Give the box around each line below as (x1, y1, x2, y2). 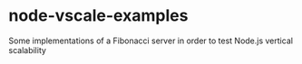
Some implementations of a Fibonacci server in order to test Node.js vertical (8, 35, 294, 46)
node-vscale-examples (8, 5, 189, 26)
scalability (8, 44, 47, 55)
